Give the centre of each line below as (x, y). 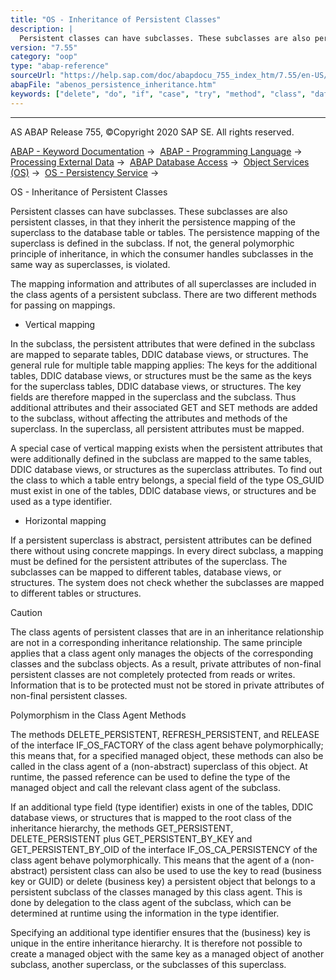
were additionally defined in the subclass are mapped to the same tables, (161, 458)
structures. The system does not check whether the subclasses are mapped (167, 582)
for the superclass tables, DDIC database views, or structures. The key (156, 386)
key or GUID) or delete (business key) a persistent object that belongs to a (163, 881)
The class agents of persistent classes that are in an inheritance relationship (167, 632)
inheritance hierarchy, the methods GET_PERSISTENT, (122, 828)
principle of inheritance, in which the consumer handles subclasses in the (162, 253)
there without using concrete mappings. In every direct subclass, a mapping (167, 550)
